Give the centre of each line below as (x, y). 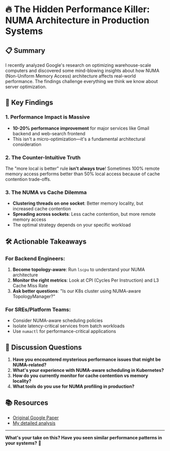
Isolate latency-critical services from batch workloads (69, 326)
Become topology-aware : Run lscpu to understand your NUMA (79, 269)
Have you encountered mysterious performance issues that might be (87, 360)
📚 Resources (27, 403)
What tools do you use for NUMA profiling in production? (74, 387)
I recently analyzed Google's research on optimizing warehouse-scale (78, 65)
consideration (27, 144)
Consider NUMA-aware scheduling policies (57, 321)
